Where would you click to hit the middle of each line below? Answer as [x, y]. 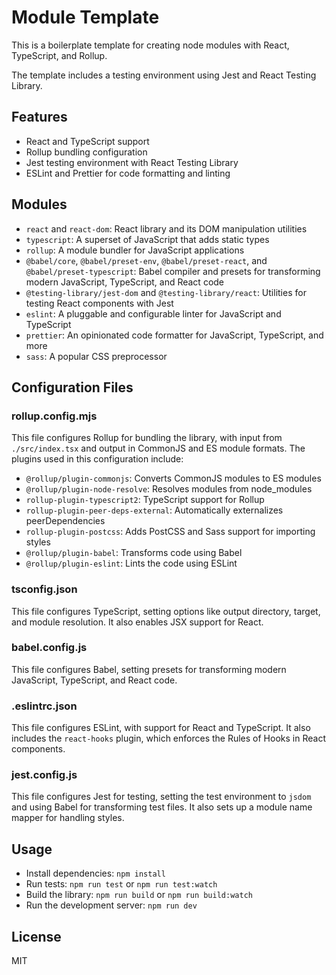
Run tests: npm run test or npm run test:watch [121, 884]
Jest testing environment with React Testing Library [132, 162]
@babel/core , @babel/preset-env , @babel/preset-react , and [146, 260]
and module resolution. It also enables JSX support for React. [137, 622]
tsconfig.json [44, 589]
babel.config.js [49, 648]
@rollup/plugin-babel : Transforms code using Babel [134, 553]
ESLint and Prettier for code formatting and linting [128, 173]
